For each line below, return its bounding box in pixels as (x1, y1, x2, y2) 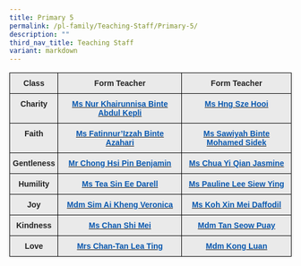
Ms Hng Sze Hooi (204, 99, 269, 109)
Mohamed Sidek (206, 138, 267, 148)
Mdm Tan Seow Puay (197, 220, 276, 231)
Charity (20, 99, 47, 109)
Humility (18, 179, 50, 189)
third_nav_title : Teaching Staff (9, 38, 134, 47)
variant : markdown (9, 47, 78, 56)
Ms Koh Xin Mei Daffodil (191, 200, 282, 210)
